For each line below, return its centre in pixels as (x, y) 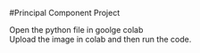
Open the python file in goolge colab (76, 30)
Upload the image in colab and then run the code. (100, 39)
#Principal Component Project (65, 13)
